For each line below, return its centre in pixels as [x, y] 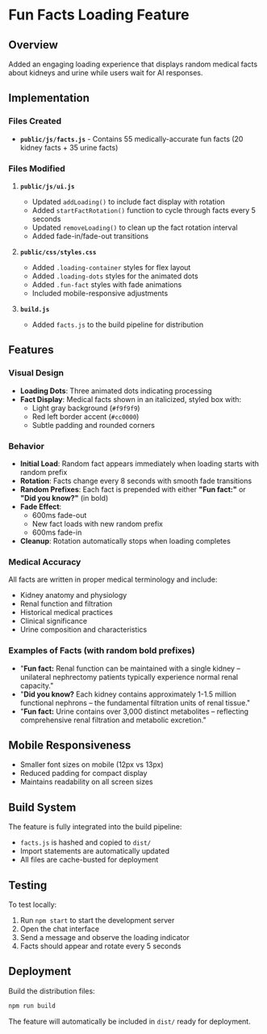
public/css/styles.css [58, 252]
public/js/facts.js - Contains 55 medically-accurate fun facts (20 [131, 138]
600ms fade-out [59, 515]
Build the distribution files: [52, 991]
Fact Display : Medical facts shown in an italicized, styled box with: [131, 399]
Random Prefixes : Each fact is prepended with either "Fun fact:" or [133, 489]
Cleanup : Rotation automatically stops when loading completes [125, 540]
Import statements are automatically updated [94, 851]
